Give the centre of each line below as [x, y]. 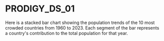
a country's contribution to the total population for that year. [67, 33]
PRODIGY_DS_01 [40, 9]
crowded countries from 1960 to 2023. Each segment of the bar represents [82, 27]
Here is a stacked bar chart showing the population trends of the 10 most [80, 22]
